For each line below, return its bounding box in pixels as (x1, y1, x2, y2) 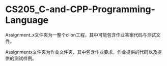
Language (5, 14, 49, 26)
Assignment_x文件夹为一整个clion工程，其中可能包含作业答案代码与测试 (5, 31, 156, 38)
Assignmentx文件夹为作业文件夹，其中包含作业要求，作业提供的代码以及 (5, 49, 158, 55)
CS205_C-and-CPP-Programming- (5, 4, 155, 15)
